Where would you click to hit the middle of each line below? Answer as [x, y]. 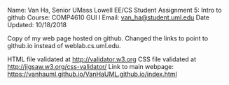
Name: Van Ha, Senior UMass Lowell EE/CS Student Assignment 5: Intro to [114, 10]
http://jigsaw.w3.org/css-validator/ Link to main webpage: [90, 67]
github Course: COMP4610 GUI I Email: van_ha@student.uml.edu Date [109, 17]
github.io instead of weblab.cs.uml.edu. [64, 46]
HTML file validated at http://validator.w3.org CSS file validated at [102, 59]
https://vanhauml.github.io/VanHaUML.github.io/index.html [92, 74]
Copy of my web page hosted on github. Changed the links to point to [108, 38]
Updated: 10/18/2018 [37, 25]
